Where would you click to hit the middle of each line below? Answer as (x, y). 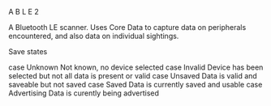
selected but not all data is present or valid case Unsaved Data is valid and (133, 76)
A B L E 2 (24, 12)
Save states (28, 51)
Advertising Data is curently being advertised (84, 93)
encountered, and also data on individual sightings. (94, 36)
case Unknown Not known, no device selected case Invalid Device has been (136, 67)
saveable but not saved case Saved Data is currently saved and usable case (135, 85)
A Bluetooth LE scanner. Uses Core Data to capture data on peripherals (127, 27)
